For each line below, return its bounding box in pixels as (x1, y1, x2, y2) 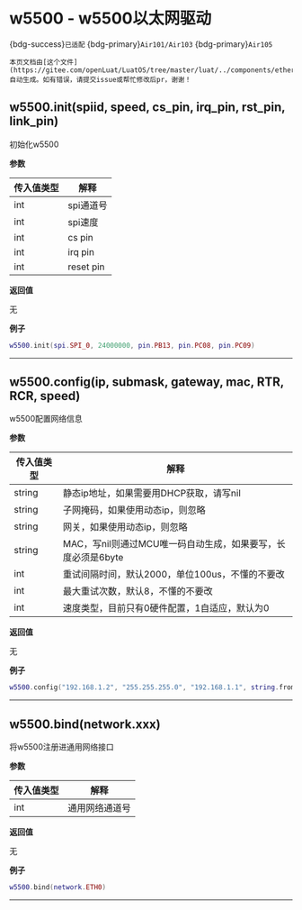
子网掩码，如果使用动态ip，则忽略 (62, 504, 207, 516)
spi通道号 (67, 199, 108, 212)
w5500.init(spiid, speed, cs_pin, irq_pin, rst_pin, (9, 100, 286, 115)
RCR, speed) (9, 388, 81, 404)
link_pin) (9, 114, 59, 129)
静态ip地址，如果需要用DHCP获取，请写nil (62, 487, 241, 500)
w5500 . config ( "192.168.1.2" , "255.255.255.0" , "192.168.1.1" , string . (9, 683, 280, 692)
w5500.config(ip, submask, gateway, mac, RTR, (9, 375, 285, 390)
